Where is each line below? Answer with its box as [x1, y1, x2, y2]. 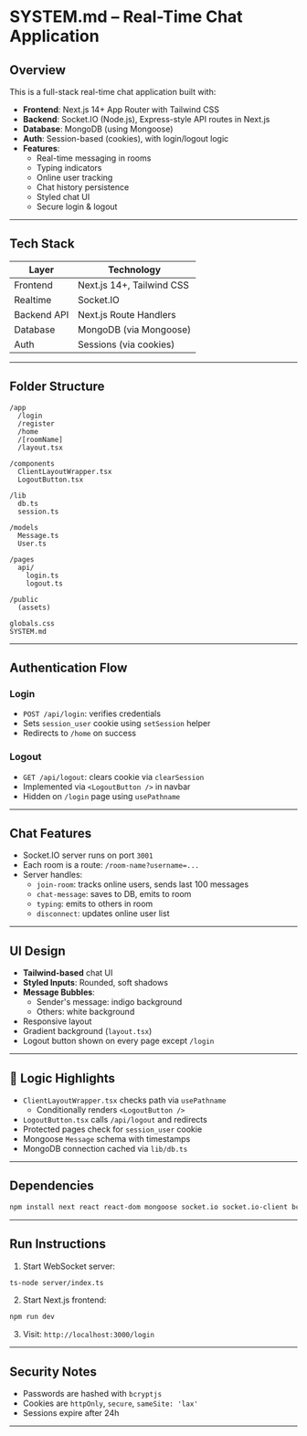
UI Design [9, 943, 66, 958]
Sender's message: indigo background [36, 997, 183, 1008]
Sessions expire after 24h [22, 1408, 120, 1419]
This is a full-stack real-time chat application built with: [9, 87, 217, 97]
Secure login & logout [36, 201, 118, 212]
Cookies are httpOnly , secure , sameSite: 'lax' [22, 1398, 198, 1409]
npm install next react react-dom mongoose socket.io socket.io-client [9, 1202, 288, 1211]
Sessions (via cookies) [77, 338, 175, 351]
